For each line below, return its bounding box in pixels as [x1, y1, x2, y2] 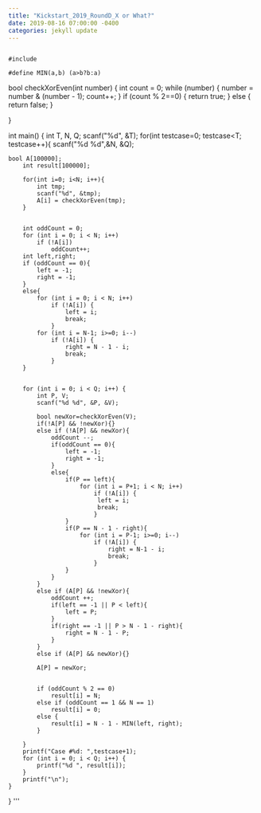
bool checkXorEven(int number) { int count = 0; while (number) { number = [8, 83, 254, 92]
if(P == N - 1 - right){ [64, 524, 148, 532]
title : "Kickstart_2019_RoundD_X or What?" [8, 11, 155, 20]
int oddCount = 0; [22, 225, 84, 233]
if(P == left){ [64, 476, 115, 484]
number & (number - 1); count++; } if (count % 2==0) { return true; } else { [8, 92, 251, 101]
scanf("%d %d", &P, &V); [37, 399, 119, 407]
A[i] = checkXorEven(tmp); [37, 197, 127, 205]
